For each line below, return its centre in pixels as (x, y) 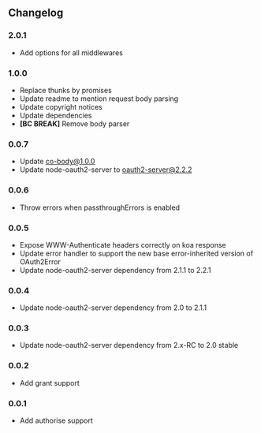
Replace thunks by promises (65, 90)
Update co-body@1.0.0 (57, 162)
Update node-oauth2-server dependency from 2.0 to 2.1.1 (113, 308)
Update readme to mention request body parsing (99, 99)
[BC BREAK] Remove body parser (75, 123)
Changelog (36, 13)
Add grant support (50, 383)
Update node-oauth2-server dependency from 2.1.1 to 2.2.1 (115, 270)
